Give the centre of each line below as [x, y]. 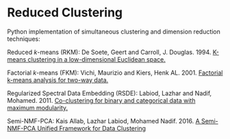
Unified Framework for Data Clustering [91, 128]
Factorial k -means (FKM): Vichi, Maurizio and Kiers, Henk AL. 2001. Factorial [115, 73]
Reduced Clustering [65, 13]
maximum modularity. [38, 108]
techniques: [24, 38]
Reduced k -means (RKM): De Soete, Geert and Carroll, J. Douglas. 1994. [109, 52]
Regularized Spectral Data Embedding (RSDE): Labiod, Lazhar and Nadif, [110, 93]
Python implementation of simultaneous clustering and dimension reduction [114, 31]
